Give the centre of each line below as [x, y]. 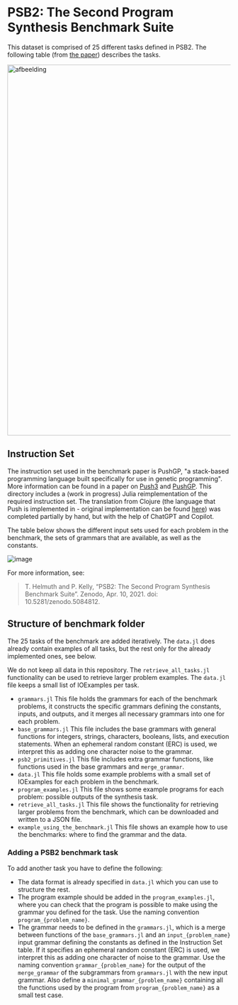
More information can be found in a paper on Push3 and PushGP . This [109, 486]
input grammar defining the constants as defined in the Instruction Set [120, 942]
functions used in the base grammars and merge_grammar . [101, 767]
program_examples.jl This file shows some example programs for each [121, 789]
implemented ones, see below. [52, 656]
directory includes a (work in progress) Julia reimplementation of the [107, 493]
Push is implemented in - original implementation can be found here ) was [114, 509]
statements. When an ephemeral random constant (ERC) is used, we [117, 744]
